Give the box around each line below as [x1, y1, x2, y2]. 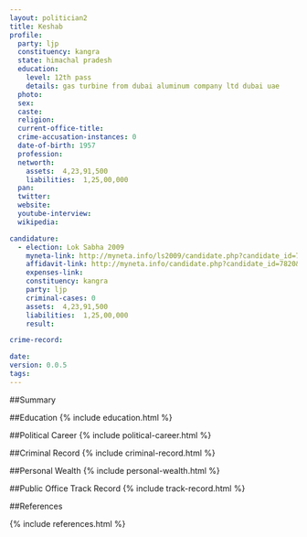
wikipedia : [17, 217, 59, 227]
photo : [17, 90, 43, 99]
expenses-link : [26, 268, 84, 277]
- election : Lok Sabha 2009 [17, 242, 125, 252]
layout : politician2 [9, 13, 89, 23]
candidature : [9, 234, 59, 243]
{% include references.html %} [9, 518, 126, 529]
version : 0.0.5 [9, 360, 68, 371]
